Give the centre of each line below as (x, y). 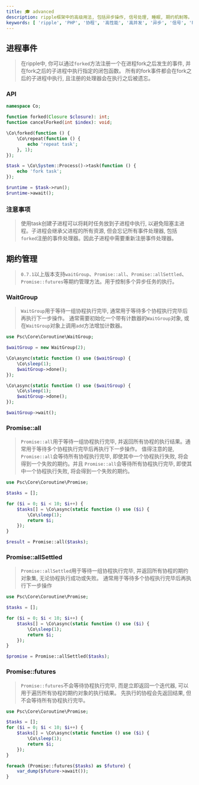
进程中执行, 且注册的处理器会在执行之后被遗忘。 (95, 78)
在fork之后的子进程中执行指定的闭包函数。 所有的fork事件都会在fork (103, 71)
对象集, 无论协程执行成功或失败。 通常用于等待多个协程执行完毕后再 (103, 578)
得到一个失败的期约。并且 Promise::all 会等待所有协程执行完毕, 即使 (104, 464)
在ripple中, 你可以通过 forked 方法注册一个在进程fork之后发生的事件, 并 (106, 63)
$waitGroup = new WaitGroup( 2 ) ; (46, 348)
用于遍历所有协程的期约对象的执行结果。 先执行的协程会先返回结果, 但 (106, 693)
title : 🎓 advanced (30, 12)
